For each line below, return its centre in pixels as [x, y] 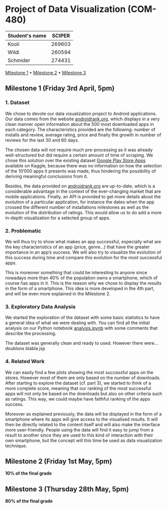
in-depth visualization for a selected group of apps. [58, 218]
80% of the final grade [29, 501]
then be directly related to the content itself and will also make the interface [83, 424]
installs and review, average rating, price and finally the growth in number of [83, 135]
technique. [16, 446]
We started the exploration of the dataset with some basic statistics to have [83, 318]
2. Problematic [23, 231]
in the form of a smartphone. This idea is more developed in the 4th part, [80, 288]
